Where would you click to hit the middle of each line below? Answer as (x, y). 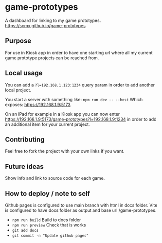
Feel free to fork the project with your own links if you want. (65, 151)
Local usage (24, 73)
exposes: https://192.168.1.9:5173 (38, 104)
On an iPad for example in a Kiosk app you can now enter (63, 114)
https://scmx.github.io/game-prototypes (45, 25)
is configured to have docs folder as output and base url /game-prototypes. (81, 210)
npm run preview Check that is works (49, 225)
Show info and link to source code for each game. (55, 178)
